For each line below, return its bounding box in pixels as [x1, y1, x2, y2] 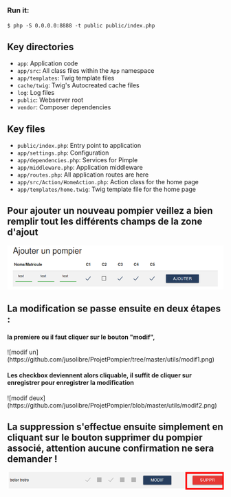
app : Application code [16, 59, 78, 67]
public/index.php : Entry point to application [16, 141, 142, 149]
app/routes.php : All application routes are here [16, 170, 149, 179]
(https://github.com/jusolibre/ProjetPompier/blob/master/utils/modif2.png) [7, 401, 218, 409]
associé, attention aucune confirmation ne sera [7, 443, 214, 454]
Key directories [7, 41, 74, 53]
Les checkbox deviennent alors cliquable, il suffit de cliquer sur [7, 371, 192, 379]
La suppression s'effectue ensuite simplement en [7, 421, 223, 433]
